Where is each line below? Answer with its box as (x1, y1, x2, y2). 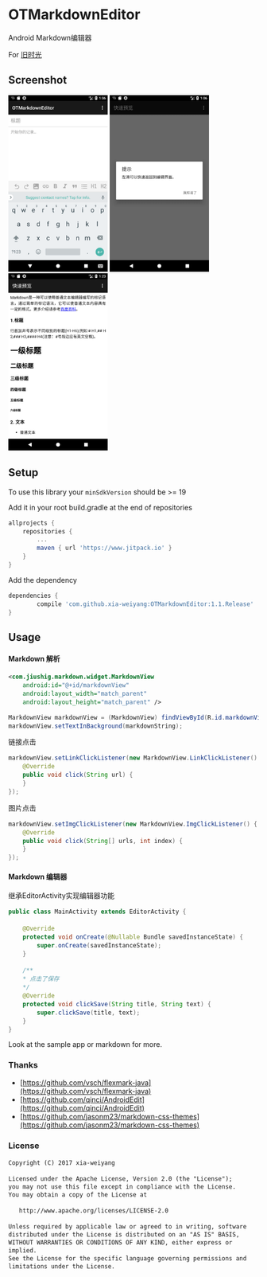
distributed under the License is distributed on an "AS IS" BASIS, (8, 1231, 240, 1239)
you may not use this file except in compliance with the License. (8, 1183, 237, 1191)
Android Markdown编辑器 (8, 33, 92, 42)
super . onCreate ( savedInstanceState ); (37, 941, 161, 949)
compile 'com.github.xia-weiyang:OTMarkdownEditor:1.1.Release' (37, 599, 254, 608)
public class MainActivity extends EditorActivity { (8, 908, 187, 916)
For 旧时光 (8, 49, 42, 59)
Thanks (8, 1060, 38, 1071)
